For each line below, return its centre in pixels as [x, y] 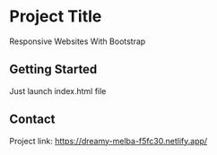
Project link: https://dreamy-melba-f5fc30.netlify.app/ [108, 141]
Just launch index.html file [58, 90]
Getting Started [53, 69]
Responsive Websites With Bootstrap [78, 41]
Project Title [56, 17]
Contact [32, 120]
